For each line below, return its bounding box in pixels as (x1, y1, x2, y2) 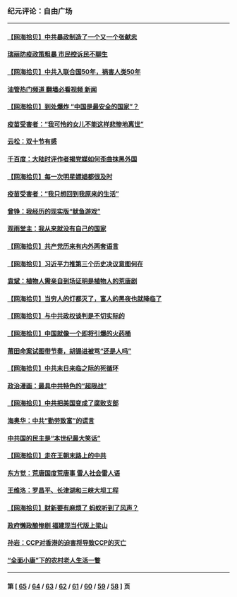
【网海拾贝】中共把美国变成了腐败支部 (7, 399, 119, 407)
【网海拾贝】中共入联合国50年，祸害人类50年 (7, 68, 141, 76)
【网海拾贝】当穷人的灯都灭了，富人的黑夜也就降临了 (7, 294, 162, 302)
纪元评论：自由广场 (7, 6, 73, 16)
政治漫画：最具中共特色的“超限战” (7, 381, 107, 390)
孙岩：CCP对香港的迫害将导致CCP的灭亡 (7, 538, 127, 547)
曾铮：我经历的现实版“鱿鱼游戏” (7, 207, 101, 216)
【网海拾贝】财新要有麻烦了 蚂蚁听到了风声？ (7, 503, 139, 512)
